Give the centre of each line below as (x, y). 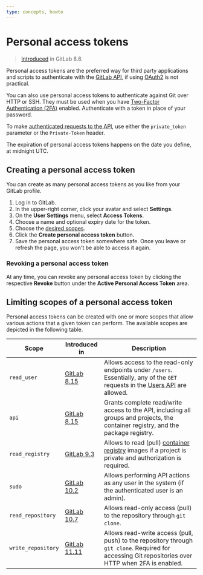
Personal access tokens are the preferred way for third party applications (97, 70)
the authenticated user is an (143, 491)
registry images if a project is (145, 451)
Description (149, 348)
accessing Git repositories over (148, 556)
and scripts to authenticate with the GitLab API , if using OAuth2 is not (92, 77)
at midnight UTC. (27, 151)
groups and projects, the (139, 418)
